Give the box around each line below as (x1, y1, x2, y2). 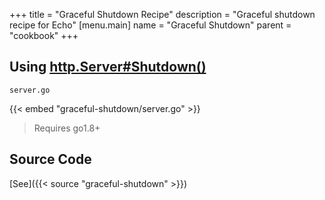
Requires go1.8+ (33, 122, 101, 134)
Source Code (9, 151, 92, 168)
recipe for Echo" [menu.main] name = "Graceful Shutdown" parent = (9, 19, 292, 31)
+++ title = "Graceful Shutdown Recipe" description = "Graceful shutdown (9, 9, 316, 20)
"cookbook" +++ (9, 30, 79, 41)
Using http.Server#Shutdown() (9, 59, 207, 76)
